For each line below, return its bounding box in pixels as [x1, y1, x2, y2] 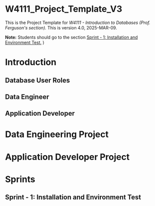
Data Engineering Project [5, 129, 109, 140]
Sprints [5, 174, 36, 184]
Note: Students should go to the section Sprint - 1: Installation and [5, 34, 138, 40]
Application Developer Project [5, 151, 130, 162]
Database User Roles [5, 76, 70, 84]
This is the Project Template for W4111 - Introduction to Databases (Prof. [5, 20, 151, 25]
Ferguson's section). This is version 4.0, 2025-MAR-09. [5, 24, 117, 30]
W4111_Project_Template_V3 [5, 3, 122, 15]
